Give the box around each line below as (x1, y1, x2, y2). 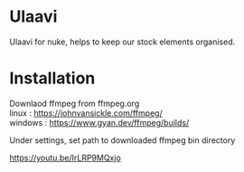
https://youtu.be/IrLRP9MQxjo (9, 152, 122, 163)
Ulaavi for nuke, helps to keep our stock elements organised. (9, 36, 236, 47)
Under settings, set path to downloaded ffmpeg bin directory (9, 134, 236, 146)
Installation (9, 68, 96, 89)
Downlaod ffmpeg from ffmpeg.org (9, 98, 140, 109)
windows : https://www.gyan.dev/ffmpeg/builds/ (9, 117, 190, 128)
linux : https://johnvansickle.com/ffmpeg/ (9, 107, 163, 119)
